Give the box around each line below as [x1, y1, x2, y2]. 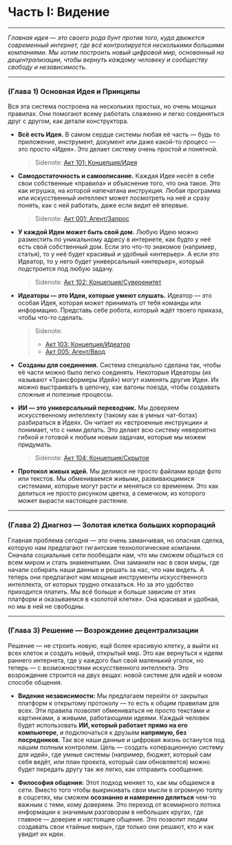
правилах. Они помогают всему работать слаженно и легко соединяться [8, 110, 224, 118]
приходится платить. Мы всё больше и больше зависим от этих [8, 587, 196, 596]
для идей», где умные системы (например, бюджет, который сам [17, 750, 212, 759]
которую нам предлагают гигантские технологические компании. [8, 543, 202, 551]
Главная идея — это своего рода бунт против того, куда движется [8, 33, 205, 41]
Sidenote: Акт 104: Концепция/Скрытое [34, 454, 150, 462]
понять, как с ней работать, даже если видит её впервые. [17, 201, 189, 209]
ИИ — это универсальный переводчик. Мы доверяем [17, 403, 180, 412]
